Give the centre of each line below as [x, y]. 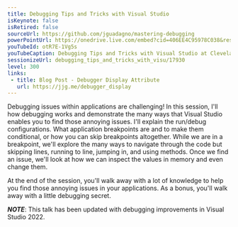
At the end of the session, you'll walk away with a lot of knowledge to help [115, 181]
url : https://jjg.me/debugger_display [74, 87]
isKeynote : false [33, 21]
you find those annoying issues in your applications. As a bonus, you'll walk [118, 188]
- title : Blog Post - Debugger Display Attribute [85, 80]
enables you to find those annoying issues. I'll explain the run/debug [107, 122]
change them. [28, 167]
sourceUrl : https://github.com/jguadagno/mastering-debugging [101, 34]
